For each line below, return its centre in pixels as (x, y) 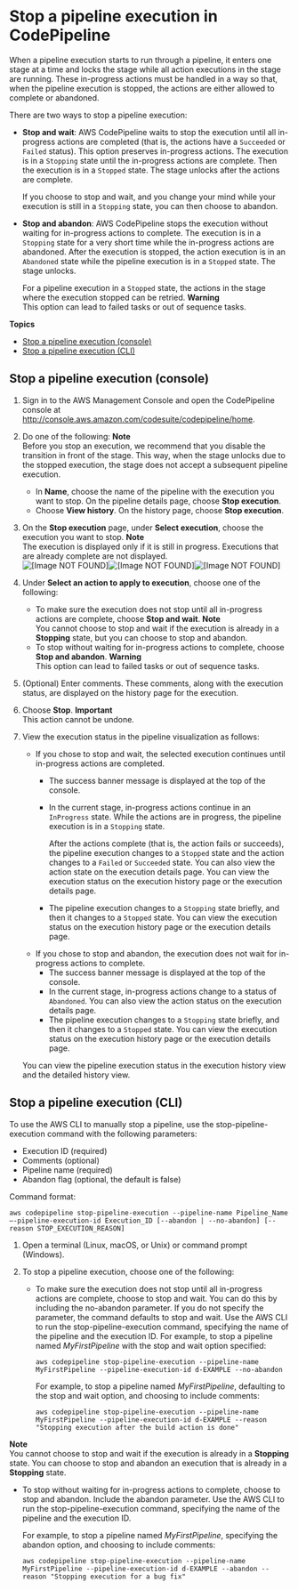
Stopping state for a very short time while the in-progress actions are (148, 242)
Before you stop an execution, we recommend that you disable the (144, 446)
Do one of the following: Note (76, 436)
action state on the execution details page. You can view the (159, 872)
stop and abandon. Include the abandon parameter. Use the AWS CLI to (153, 1499)
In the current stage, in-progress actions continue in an (150, 807)
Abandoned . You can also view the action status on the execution (165, 1001)
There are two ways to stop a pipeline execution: (98, 115)
